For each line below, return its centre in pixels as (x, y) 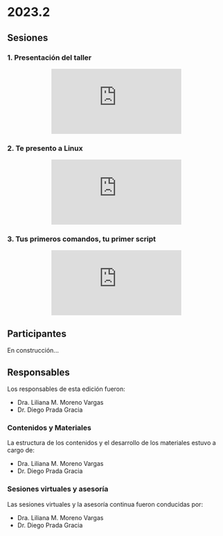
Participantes (37, 334)
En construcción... (33, 351)
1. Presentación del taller (50, 58)
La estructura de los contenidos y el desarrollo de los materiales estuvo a (111, 443)
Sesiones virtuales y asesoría (58, 489)
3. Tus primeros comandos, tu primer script (82, 239)
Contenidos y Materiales (49, 428)
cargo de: (21, 450)
